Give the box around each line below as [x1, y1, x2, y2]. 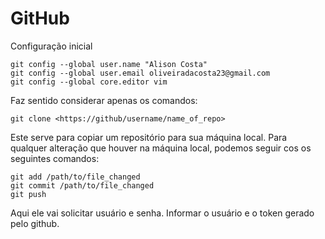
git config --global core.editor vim [10, 77, 168, 87]
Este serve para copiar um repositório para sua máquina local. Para [10, 131, 288, 143]
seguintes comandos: [10, 152, 100, 164]
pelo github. [10, 217, 60, 229]
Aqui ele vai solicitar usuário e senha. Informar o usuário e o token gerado [10, 207, 315, 219]
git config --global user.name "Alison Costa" [10, 59, 208, 69]
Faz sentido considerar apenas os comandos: [10, 94, 198, 106]
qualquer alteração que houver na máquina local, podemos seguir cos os [10, 142, 312, 154]
